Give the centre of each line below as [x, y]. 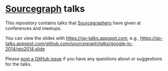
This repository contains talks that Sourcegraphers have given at [73, 23]
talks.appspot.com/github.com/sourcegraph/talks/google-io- [69, 43]
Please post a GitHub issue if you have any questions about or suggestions [84, 58]
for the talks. [19, 64]
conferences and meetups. [34, 28]
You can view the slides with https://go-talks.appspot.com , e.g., [72, 38]
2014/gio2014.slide [25, 49]
